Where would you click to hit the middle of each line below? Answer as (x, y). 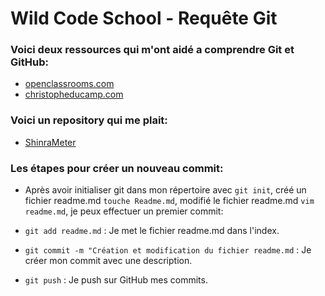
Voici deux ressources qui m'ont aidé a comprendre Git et (152, 50)
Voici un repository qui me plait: (89, 120)
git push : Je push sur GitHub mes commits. (116, 280)
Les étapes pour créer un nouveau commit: (117, 168)
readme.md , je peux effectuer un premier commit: (124, 211)
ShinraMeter (50, 142)
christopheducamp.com (74, 94)
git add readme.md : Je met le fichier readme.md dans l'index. (152, 231)
